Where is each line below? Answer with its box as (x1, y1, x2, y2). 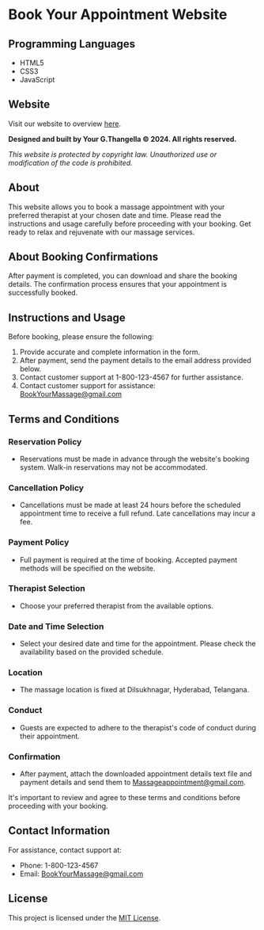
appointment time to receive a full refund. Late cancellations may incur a (19, 509, 255, 518)
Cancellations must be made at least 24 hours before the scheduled (19, 501, 241, 510)
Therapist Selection (8, 583, 85, 594)
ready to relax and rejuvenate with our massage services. (8, 227, 195, 237)
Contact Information (8, 824, 111, 837)
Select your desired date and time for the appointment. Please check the (19, 639, 256, 649)
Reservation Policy (8, 436, 82, 447)
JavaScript (19, 75, 55, 84)
